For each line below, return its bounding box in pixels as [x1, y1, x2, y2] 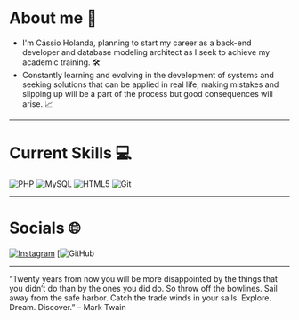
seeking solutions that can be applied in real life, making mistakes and [21, 79, 279, 90]
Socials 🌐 [9, 218, 82, 238]
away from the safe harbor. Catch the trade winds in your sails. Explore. [9, 292, 271, 303]
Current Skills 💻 [9, 143, 132, 164]
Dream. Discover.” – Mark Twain [9, 301, 126, 312]
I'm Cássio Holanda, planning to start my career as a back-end [21, 37, 252, 48]
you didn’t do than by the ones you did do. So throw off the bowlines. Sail [9, 283, 278, 293]
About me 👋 [9, 8, 98, 28]
